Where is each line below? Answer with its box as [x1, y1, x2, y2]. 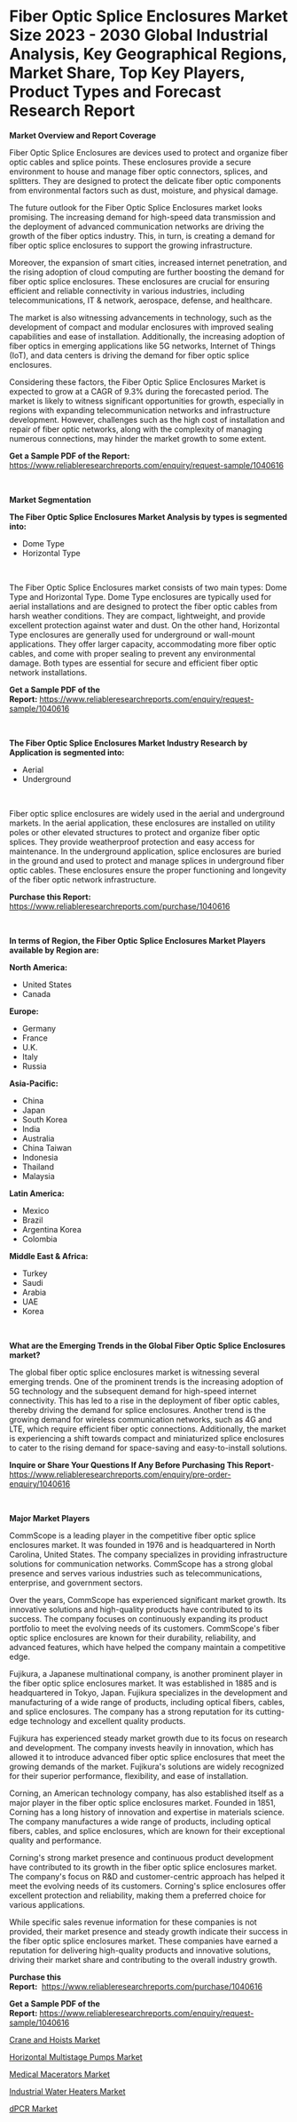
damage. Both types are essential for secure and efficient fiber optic [9, 658, 259, 668]
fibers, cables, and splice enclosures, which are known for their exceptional [9, 1825, 285, 1836]
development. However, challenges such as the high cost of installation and [9, 414, 285, 425]
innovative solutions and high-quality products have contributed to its [9, 1604, 263, 1615]
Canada [21, 988, 51, 999]
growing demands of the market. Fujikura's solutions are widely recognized [9, 1761, 285, 1772]
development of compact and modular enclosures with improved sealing [9, 322, 274, 332]
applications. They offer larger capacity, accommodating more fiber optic [9, 638, 277, 650]
